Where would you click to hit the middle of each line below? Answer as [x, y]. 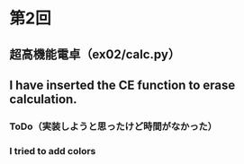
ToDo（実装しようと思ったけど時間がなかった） [113, 126]
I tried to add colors [53, 151]
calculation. [44, 99]
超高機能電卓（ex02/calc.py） [95, 54]
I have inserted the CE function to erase [122, 85]
